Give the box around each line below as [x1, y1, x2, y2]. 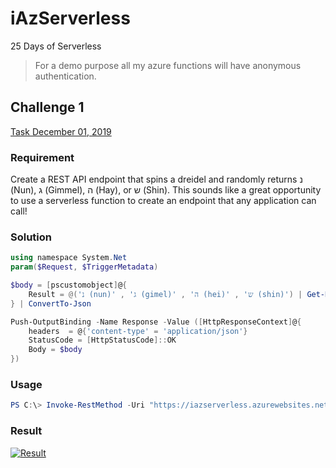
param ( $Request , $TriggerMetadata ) [10, 262, 159, 272]
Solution [10, 230, 53, 244]
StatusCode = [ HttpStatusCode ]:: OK [28, 335, 177, 346]
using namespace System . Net [10, 253, 128, 263]
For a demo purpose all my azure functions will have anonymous [34, 59, 302, 71]
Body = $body [28, 345, 83, 355]
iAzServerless [10, 7, 131, 30]
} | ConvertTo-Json [10, 298, 92, 309]
